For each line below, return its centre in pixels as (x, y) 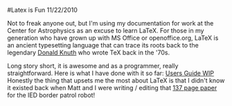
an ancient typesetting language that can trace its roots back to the (103, 45)
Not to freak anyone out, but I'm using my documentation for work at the (110, 23)
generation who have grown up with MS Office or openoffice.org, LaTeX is (113, 38)
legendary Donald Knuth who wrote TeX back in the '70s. (89, 52)
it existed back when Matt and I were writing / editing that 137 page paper (112, 88)
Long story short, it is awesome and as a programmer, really (93, 66)
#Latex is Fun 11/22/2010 (42, 10)
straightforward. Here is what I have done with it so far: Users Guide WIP (111, 73)
